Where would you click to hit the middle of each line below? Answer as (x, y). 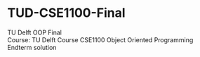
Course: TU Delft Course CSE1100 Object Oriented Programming (100, 39)
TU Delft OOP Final (34, 32)
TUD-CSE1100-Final (66, 13)
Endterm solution (32, 47)
